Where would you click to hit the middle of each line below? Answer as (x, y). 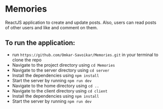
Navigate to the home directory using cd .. (55, 86)
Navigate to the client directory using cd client (60, 91)
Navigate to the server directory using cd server (61, 70)
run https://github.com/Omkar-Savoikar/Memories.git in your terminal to (85, 54)
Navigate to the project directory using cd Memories (63, 65)
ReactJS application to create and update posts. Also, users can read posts (81, 22)
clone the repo (27, 60)
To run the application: (40, 43)
